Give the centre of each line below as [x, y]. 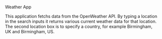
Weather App [18, 7]
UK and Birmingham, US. [30, 32]
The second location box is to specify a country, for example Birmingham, [79, 26]
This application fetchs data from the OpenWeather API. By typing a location [81, 16]
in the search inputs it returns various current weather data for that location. [81, 21]
